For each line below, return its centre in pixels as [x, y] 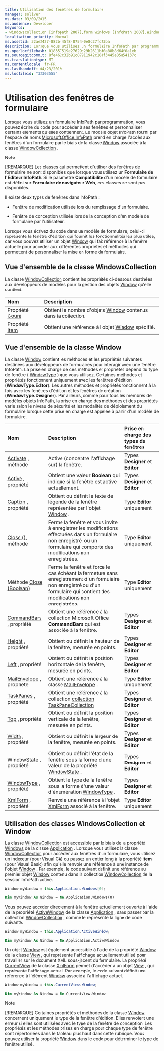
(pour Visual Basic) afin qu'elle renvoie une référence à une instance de [77, 864]
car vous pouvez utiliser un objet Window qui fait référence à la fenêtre [76, 241]
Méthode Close [25, 582]
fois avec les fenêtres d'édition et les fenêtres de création [63, 391]
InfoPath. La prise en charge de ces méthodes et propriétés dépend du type [82, 370]
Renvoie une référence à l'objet [84, 800]
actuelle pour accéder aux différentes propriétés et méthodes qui [71, 246]
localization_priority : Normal [37, 37]
